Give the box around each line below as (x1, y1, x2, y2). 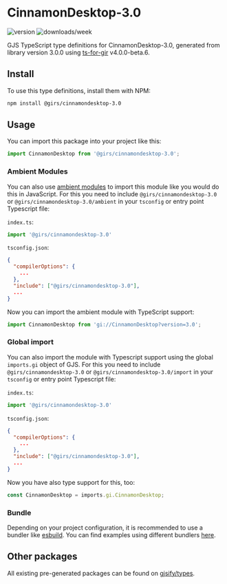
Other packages (7, 551, 78, 563)
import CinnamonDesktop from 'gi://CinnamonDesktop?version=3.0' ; (7, 321, 202, 328)
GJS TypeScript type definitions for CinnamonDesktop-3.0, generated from (7, 41, 220, 49)
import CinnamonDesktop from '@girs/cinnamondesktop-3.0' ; (7, 150, 180, 158)
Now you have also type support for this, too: (7, 478, 136, 486)
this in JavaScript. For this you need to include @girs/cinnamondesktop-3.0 (7, 189, 217, 198)
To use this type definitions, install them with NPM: (7, 86, 151, 94)
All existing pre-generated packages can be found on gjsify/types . (7, 569, 195, 577)
